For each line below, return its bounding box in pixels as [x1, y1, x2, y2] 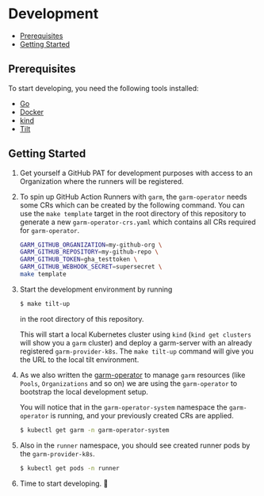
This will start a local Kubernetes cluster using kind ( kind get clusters [19, 330, 252, 339]
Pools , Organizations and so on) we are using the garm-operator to [19, 378, 238, 388]
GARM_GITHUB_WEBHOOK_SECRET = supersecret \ [19, 263, 163, 271]
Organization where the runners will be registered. [19, 176, 184, 186]
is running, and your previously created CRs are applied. [50, 410, 234, 420]
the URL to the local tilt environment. [19, 354, 140, 364]
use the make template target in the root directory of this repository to [19, 208, 247, 218]
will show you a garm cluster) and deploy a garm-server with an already [19, 338, 252, 347]
